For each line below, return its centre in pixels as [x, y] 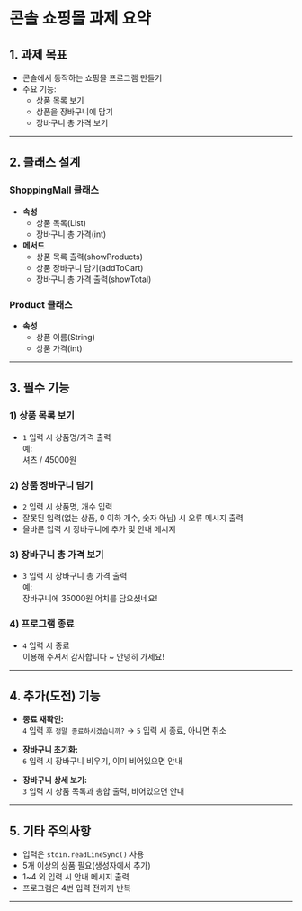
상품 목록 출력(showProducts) [89, 257]
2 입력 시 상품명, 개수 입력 [67, 506]
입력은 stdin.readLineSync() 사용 [83, 854]
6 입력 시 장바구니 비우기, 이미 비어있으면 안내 [102, 761]
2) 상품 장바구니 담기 [51, 485]
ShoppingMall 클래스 [54, 190]
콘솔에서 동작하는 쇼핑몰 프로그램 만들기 [92, 78]
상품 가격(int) [59, 348]
